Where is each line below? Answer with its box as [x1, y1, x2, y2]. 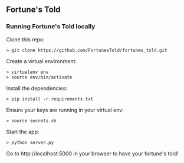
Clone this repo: [6, 35, 45, 43]
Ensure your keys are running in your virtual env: [6, 106, 124, 113]
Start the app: [6, 128, 40, 135]
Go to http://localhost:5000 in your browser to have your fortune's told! [6, 150, 179, 157]
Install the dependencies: [6, 84, 68, 92]
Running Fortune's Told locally [6, 22, 96, 31]
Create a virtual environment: [6, 57, 77, 64]
